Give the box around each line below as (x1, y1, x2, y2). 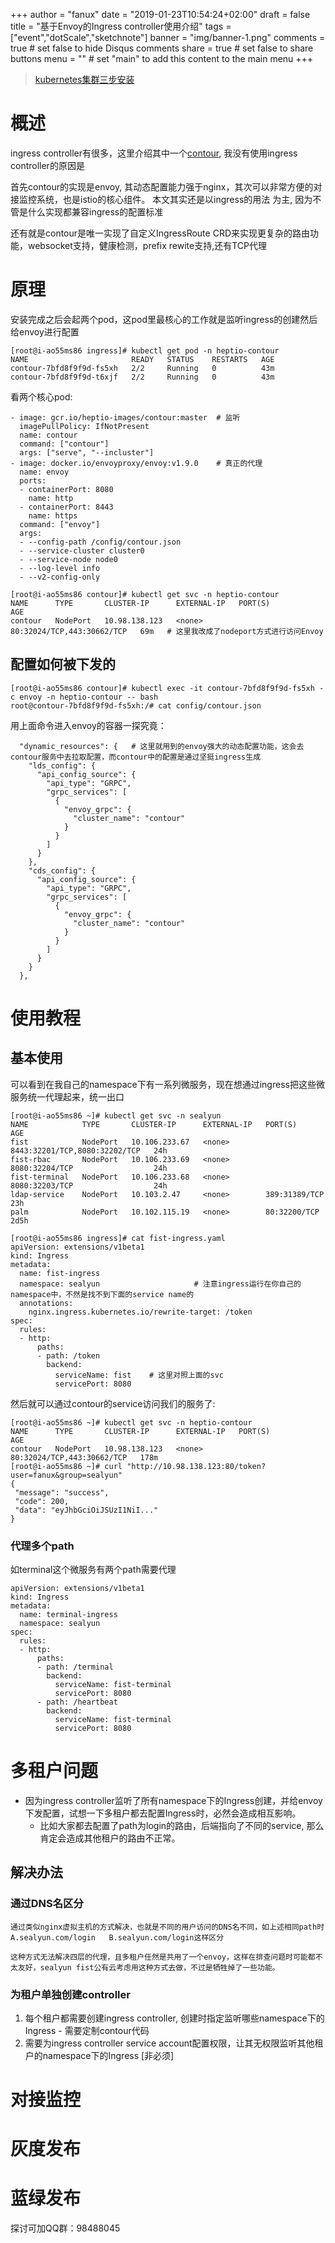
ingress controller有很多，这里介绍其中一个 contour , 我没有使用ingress (10, 147, 298, 159)
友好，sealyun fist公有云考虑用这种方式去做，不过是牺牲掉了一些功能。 (17, 1962, 280, 1973)
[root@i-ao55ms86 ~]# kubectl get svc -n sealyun (10, 1110, 222, 1121)
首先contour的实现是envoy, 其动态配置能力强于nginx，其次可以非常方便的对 (10, 180, 323, 193)
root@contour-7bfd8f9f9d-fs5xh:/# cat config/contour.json (10, 700, 262, 711)
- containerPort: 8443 (19, 502, 114, 512)
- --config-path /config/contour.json (19, 537, 182, 547)
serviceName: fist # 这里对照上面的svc (54, 1370, 224, 1380)
